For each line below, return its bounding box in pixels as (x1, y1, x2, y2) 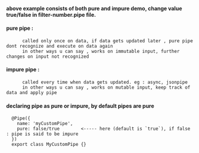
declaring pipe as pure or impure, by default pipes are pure (6, 102, 155, 110)
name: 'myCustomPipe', (17, 121, 73, 127)
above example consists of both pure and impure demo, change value (6, 5, 182, 12)
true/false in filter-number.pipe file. (6, 11, 97, 18)
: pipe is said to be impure (6, 131, 79, 137)
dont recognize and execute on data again (6, 43, 113, 49)
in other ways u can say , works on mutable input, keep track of (21, 85, 191, 90)
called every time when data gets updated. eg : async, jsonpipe (21, 79, 188, 85)
